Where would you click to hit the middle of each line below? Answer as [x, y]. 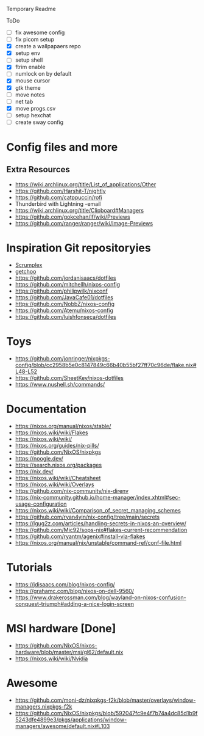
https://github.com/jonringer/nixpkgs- [63, 358]
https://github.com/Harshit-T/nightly [60, 191]
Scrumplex [29, 264]
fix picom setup [35, 40]
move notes [30, 95]
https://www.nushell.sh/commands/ [60, 384]
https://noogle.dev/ [39, 458]
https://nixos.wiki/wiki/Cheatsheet [58, 478]
